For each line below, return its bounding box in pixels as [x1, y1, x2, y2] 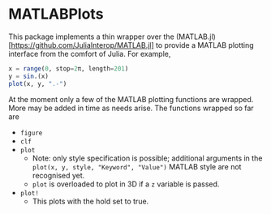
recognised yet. [32, 170, 85, 180]
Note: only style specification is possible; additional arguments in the [32, 153, 263, 163]
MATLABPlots [8, 5, 104, 24]
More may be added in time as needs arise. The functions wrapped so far [8, 103, 254, 113]
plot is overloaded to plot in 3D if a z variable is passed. [32, 179, 220, 189]
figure [19, 129, 43, 137]
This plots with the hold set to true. [32, 196, 149, 206]
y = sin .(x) [8, 72, 49, 80]
